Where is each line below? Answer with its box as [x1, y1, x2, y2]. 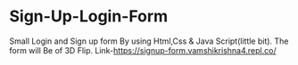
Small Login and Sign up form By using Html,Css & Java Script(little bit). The [9, 36, 289, 46]
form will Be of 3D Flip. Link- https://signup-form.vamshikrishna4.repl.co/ [9, 45, 277, 55]
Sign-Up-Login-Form [9, 6, 169, 27]
